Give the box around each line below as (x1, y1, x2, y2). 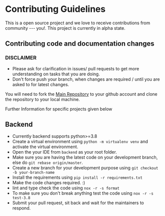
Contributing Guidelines (5, 3, 106, 15)
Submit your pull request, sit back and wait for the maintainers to (12, 200, 144, 206)
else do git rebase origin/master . (12, 160, 83, 165)
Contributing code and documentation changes (5, 40, 155, 48)
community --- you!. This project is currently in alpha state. (5, 25, 125, 31)
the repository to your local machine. (5, 96, 80, 102)
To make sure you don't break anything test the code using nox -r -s (12, 190, 154, 196)
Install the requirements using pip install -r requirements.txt (12, 174, 143, 180)
